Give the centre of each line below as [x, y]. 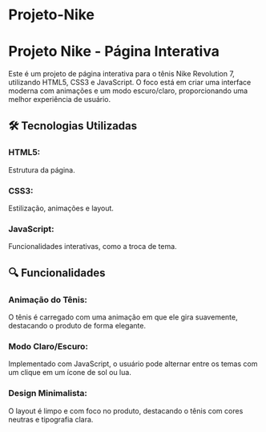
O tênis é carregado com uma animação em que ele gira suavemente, [123, 317]
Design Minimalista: [48, 393]
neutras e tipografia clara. [51, 419]
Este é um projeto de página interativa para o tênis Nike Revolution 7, [121, 74]
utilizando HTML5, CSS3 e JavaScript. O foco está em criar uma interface [130, 83]
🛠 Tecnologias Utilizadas [73, 126]
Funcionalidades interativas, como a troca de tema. [93, 247]
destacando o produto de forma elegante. [77, 326]
